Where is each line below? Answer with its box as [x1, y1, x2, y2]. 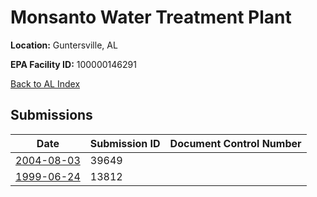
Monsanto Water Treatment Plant [10, 6, 292, 29]
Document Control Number [169, 136, 302, 150]
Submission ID [89, 136, 161, 150]
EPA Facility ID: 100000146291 [10, 58, 137, 70]
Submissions [10, 107, 93, 124]
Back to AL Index [10, 77, 81, 90]
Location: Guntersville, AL [10, 39, 118, 51]
